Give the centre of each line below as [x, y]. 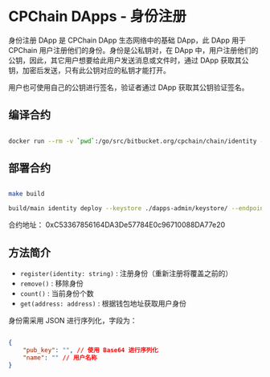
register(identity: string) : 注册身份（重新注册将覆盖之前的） [126, 273]
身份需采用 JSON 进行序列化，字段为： [73, 320]
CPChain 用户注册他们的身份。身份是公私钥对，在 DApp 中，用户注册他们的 [133, 50]
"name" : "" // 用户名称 [60, 358]
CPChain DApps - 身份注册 [98, 16]
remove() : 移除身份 [51, 283]
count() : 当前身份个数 [57, 293]
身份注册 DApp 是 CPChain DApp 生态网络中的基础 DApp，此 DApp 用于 [127, 40]
